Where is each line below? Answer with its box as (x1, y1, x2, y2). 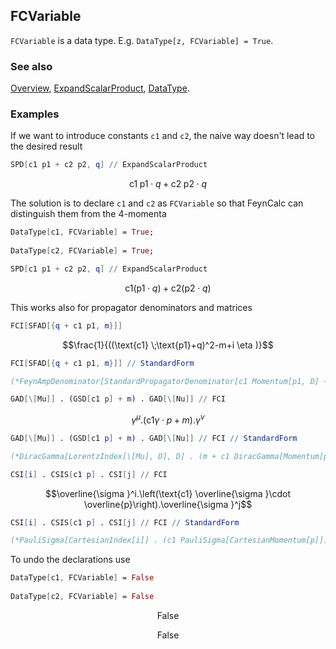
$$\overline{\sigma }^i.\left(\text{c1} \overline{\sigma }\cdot (44, 487, 292, 499)
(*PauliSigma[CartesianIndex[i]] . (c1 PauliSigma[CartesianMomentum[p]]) (10, 535, 329, 546)
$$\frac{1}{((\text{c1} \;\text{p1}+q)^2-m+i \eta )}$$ (62, 339, 274, 351)
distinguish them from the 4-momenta (10, 208, 167, 220)
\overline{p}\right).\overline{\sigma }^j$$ (83, 498, 253, 510)
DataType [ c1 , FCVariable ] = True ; (10, 227, 155, 238)
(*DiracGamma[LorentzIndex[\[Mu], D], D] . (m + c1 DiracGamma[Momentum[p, (10, 451, 333, 461)
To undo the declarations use (10, 554, 131, 566)
